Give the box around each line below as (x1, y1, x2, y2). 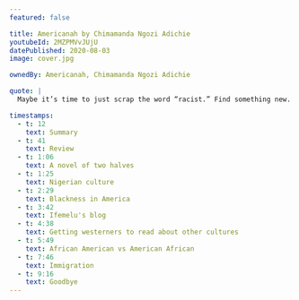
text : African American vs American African (25, 244, 195, 253)
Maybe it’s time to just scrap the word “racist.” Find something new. (17, 95, 292, 104)
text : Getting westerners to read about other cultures (25, 227, 240, 237)
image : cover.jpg (9, 55, 75, 64)
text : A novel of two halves (25, 161, 135, 170)
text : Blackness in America (25, 194, 130, 203)
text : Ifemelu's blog (25, 211, 106, 220)
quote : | (9, 87, 42, 96)
